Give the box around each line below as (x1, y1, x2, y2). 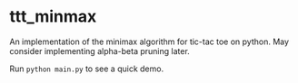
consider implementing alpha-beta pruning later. (9, 45, 191, 56)
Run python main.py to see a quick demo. (9, 63, 164, 74)
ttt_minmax (9, 6, 97, 27)
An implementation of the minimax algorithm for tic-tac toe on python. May (9, 36, 289, 47)
